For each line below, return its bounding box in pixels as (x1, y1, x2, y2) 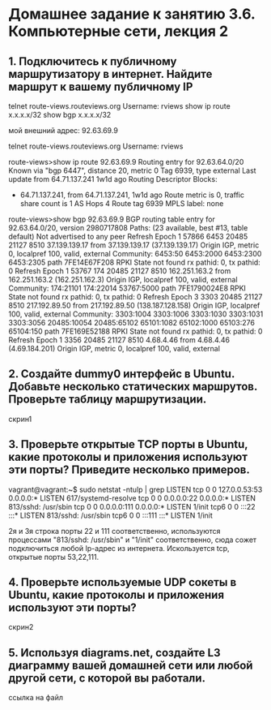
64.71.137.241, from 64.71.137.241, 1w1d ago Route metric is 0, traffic (19, 190, 245, 200)
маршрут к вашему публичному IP (8, 80, 193, 93)
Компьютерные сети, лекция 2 (8, 22, 229, 41)
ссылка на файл (8, 693, 63, 703)
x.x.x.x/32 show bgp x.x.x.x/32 (8, 110, 112, 119)
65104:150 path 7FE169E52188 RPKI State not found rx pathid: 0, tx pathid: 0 (8, 326, 263, 336)
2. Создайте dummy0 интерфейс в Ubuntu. (8, 367, 235, 381)
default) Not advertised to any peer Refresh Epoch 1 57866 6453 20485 (8, 232, 248, 241)
